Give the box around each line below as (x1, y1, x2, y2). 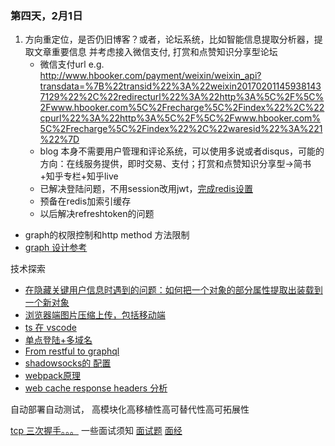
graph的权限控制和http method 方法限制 (24, 229, 190, 241)
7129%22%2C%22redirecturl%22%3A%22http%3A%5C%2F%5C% (39, 91, 325, 103)
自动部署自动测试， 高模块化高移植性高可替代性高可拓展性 (10, 403, 250, 416)
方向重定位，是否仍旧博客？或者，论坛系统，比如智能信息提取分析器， (24, 33, 315, 46)
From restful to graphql (24, 345, 120, 357)
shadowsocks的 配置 (24, 357, 112, 369)
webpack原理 (24, 370, 81, 382)
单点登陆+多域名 (24, 334, 93, 346)
